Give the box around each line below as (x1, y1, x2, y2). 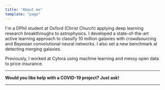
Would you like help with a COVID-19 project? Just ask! (5, 74, 119, 81)
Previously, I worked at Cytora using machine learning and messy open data (5, 55, 159, 61)
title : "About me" (5, 7, 43, 12)
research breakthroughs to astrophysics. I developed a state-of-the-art (5, 30, 149, 36)
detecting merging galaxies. (5, 46, 61, 52)
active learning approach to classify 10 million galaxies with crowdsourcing (5, 35, 156, 42)
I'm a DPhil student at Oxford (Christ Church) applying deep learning (5, 25, 144, 31)
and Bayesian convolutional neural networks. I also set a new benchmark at (5, 41, 158, 46)
